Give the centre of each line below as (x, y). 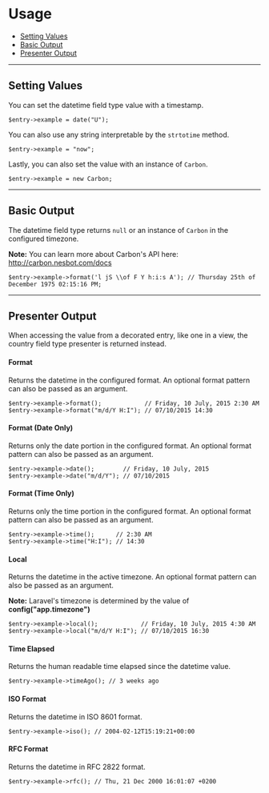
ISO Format (27, 699)
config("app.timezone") (49, 610)
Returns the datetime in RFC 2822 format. (77, 767)
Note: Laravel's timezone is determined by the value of (99, 601)
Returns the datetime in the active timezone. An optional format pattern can (132, 577)
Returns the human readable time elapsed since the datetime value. (119, 667)
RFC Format (28, 749)
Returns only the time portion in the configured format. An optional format (130, 511)
